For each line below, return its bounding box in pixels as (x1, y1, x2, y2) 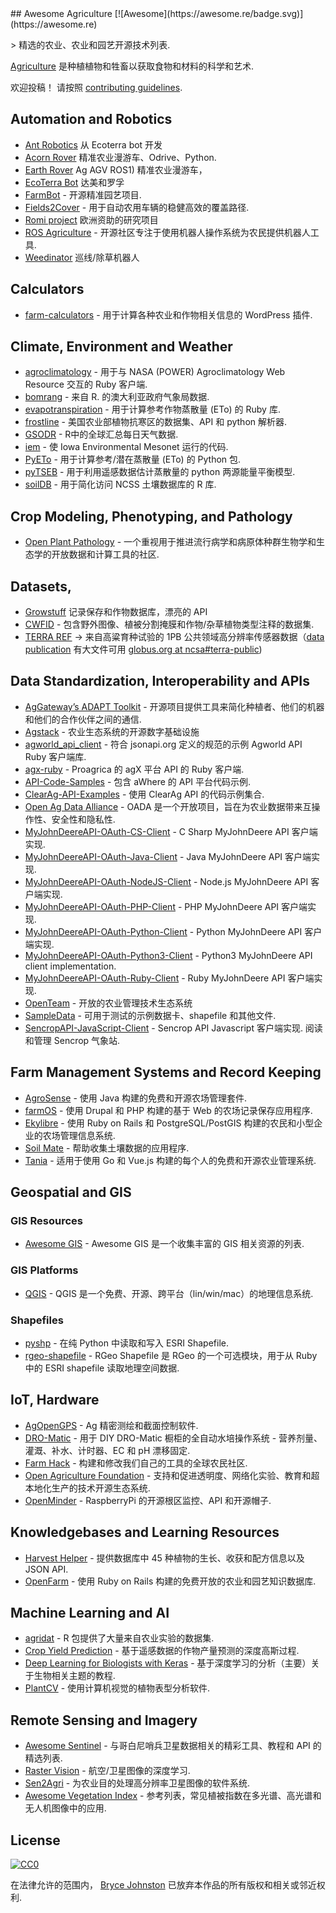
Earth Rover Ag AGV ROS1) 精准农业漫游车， (24, 163, 208, 176)
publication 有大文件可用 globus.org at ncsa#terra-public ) (24, 643, 263, 656)
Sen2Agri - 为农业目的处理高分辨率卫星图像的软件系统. (24, 1777, 251, 1789)
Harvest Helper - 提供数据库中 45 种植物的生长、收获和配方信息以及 (24, 1552, 305, 1564)
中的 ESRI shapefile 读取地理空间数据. (24, 1362, 180, 1374)
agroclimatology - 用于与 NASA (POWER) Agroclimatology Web (24, 366, 286, 378)
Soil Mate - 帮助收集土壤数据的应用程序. (24, 1142, 190, 1154)
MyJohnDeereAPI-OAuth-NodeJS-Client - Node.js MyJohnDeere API (24, 875, 309, 887)
